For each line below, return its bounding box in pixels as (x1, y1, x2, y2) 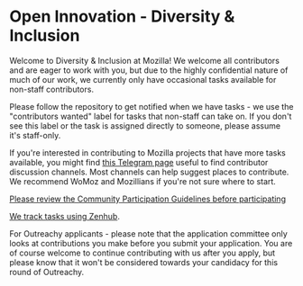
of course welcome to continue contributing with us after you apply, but (9, 247, 276, 258)
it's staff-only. (9, 130, 61, 140)
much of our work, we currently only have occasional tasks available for (9, 74, 277, 85)
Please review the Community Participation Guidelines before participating (9, 193, 287, 204)
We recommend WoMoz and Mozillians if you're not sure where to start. (9, 175, 277, 186)
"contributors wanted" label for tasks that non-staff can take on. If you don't (9, 111, 292, 121)
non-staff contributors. (9, 84, 95, 94)
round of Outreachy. (9, 266, 85, 277)
